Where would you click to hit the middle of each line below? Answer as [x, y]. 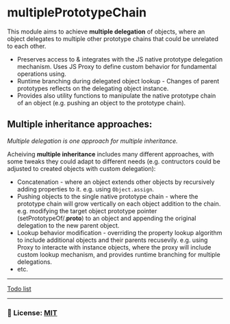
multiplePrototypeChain [77, 13]
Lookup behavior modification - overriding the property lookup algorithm [119, 232]
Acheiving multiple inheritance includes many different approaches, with [111, 154]
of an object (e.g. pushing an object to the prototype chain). [101, 103]
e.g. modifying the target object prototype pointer [87, 211]
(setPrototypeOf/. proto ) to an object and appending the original [106, 218]
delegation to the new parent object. [68, 225]
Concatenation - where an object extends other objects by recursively [116, 182]
